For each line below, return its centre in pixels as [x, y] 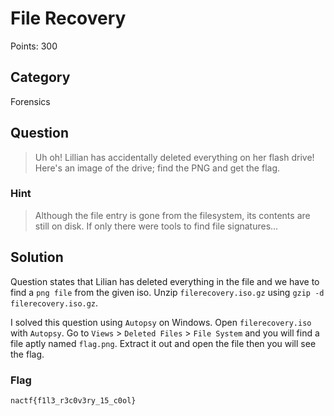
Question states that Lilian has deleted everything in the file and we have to [165, 281]
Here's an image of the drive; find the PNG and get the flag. [157, 168]
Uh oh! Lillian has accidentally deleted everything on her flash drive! [174, 157]
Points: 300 [34, 46]
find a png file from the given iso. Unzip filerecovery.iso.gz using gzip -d [167, 292]
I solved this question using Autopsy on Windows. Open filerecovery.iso [161, 322]
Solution [37, 257]
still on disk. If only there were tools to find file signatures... [156, 226]
